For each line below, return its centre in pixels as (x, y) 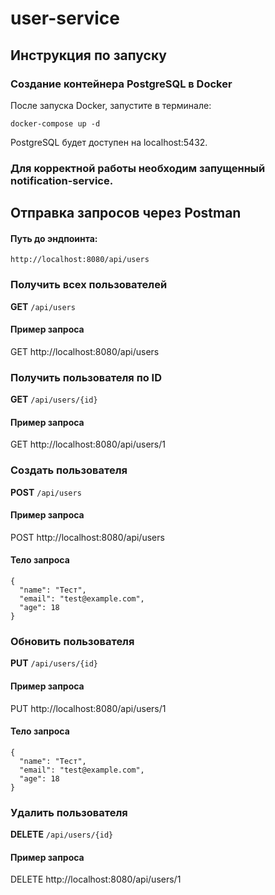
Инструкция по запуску (88, 55)
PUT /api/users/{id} (54, 663)
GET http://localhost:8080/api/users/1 (88, 444)
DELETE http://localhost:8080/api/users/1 (96, 879)
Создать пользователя (69, 470)
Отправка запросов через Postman (126, 213)
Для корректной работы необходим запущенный (138, 168)
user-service (65, 18)
